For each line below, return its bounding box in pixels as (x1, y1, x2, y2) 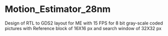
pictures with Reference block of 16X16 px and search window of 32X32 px (5, 25, 162, 31)
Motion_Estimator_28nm (5, 3, 111, 15)
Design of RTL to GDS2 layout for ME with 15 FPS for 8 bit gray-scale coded (5, 20, 163, 26)
